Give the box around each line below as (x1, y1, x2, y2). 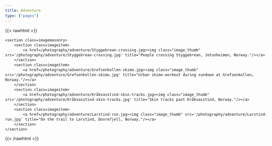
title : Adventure (5, 8, 41, 13)
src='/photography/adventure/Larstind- (185, 112, 268, 117)
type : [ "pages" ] (5, 13, 39, 18)
